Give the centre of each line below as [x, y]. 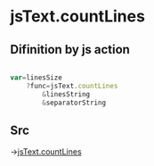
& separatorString [74, 103]
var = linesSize [36, 78]
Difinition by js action [70, 50]
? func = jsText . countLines [72, 86]
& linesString [66, 94]
